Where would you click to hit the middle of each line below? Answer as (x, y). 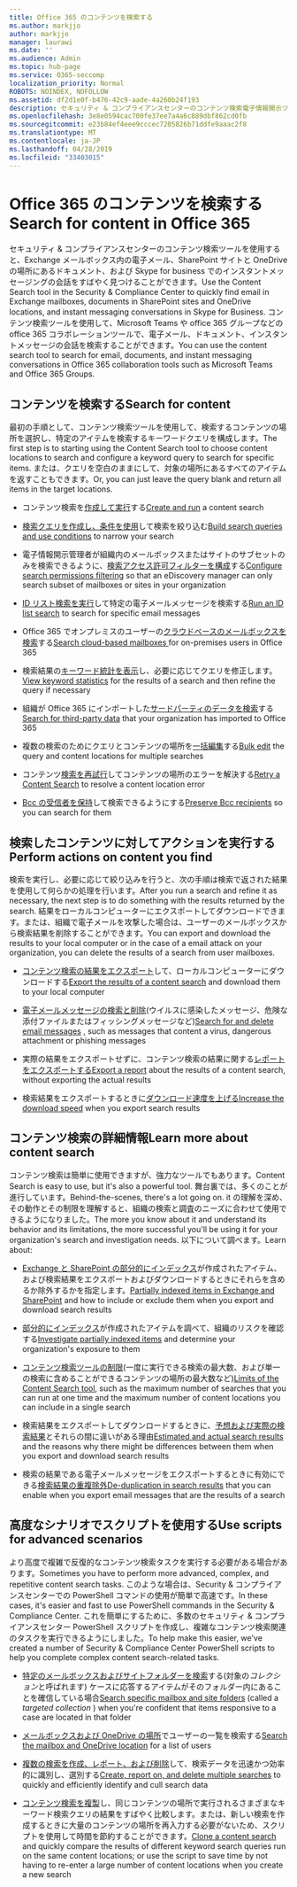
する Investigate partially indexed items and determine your (129, 1339)
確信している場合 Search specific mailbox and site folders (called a (158, 1697)
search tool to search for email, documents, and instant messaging (130, 355)
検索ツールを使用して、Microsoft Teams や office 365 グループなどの (158, 323)
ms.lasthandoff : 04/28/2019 (61, 149)
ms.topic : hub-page (45, 67)
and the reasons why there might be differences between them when (148, 1446)
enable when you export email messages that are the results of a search (153, 1495)
